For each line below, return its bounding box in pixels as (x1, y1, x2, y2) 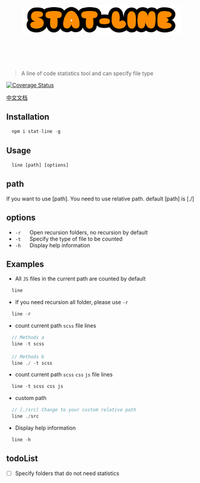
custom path (15, 395, 47, 402)
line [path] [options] (11, 162, 69, 168)
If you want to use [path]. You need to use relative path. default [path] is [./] (6, 195, 195, 202)
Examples (6, 259, 44, 269)
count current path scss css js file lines (15, 371, 113, 378)
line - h (11, 437, 31, 443)
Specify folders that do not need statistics (15, 470, 120, 477)
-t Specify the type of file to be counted (15, 235, 123, 242)
